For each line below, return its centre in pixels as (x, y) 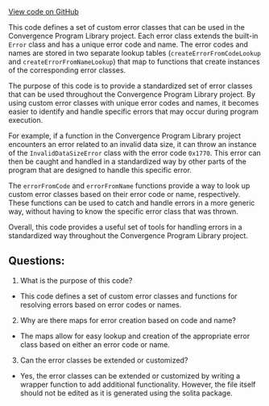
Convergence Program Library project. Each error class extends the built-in (133, 36)
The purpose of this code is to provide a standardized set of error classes (130, 86)
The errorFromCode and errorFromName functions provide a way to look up (129, 186)
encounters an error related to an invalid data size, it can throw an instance (132, 144)
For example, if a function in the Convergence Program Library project (125, 136)
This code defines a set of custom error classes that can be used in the (127, 27)
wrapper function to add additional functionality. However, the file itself (138, 384)
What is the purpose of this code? (76, 280)
